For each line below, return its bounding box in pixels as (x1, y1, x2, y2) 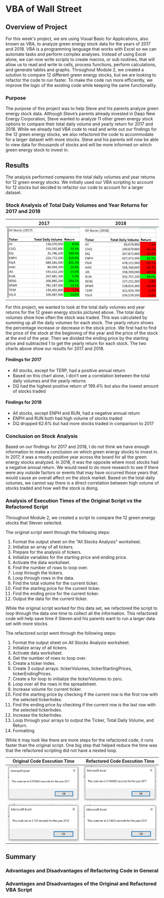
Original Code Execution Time (12, 758, 75, 764)
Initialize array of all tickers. (12, 644, 68, 650)
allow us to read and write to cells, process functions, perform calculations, (5, 62, 157, 67)
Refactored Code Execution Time (86, 758, 155, 764)
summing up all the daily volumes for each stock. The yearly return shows (5, 319, 154, 325)
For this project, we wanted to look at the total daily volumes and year (5, 304, 145, 310)
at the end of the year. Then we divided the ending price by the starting (5, 335, 149, 341)
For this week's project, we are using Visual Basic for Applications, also (5, 36, 148, 41)
